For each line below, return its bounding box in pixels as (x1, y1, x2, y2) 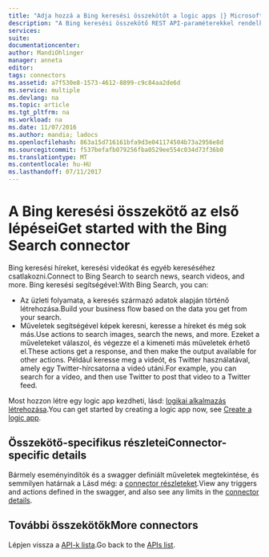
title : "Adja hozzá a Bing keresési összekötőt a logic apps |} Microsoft (8, 11, 263, 20)
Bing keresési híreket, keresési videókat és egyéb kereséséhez (8, 262, 216, 272)
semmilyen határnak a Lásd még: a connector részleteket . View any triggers (8, 478, 258, 488)
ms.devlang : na (8, 94, 59, 102)
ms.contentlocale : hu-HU (8, 161, 91, 169)
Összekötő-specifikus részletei (8, 436, 168, 450)
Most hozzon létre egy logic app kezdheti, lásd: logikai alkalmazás (8, 395, 227, 405)
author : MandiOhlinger (8, 49, 84, 57)
